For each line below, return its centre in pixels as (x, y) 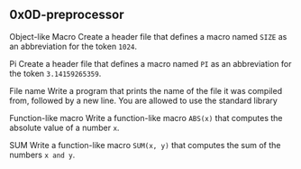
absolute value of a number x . (64, 127)
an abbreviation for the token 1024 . (73, 46)
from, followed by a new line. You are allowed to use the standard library (143, 100)
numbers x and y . (42, 155)
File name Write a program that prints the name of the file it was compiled (146, 90)
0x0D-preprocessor (67, 15)
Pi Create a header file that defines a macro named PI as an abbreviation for (150, 63)
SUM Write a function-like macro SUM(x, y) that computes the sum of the (145, 145)
